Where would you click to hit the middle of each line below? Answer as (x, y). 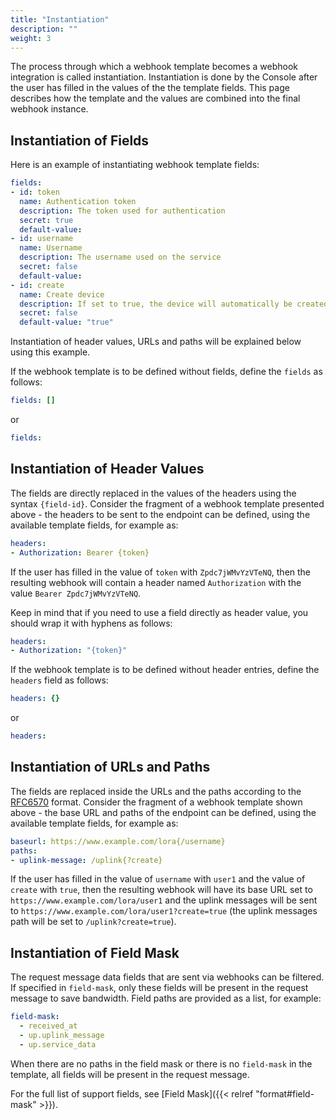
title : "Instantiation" (60, 19)
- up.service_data (58, 1044)
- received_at (48, 1026)
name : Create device (62, 294)
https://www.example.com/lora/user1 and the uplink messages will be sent (164, 900)
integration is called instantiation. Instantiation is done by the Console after (164, 77)
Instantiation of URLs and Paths (110, 767)
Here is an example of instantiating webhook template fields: (135, 165)
